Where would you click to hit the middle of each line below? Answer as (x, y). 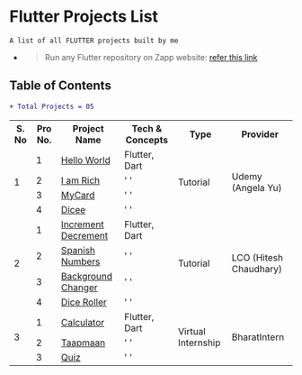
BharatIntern (258, 337)
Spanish (79, 250)
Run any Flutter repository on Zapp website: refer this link (151, 57)
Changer (80, 288)
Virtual (192, 331)
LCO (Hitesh (257, 257)
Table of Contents (61, 86)
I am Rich (81, 180)
